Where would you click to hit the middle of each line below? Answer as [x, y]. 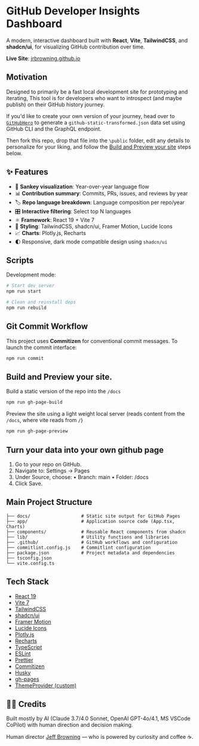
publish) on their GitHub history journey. [55, 104]
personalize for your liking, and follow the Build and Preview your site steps [99, 147]
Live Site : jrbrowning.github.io [43, 58]
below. [14, 153]
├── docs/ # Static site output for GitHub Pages [93, 516]
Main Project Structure [49, 502]
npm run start [24, 291]
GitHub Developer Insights [73, 11]
